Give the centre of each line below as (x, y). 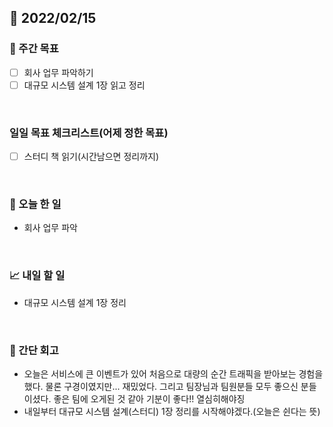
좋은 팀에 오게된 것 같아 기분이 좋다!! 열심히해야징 (149, 399)
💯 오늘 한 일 (35, 204)
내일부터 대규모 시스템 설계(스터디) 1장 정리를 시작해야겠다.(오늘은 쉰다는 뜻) (172, 412)
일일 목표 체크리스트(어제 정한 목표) (89, 133)
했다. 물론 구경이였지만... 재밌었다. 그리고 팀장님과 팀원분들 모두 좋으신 (161, 387)
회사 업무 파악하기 (58, 72)
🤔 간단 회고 (34, 350)
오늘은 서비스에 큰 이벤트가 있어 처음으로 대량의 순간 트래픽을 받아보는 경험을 (173, 374)
